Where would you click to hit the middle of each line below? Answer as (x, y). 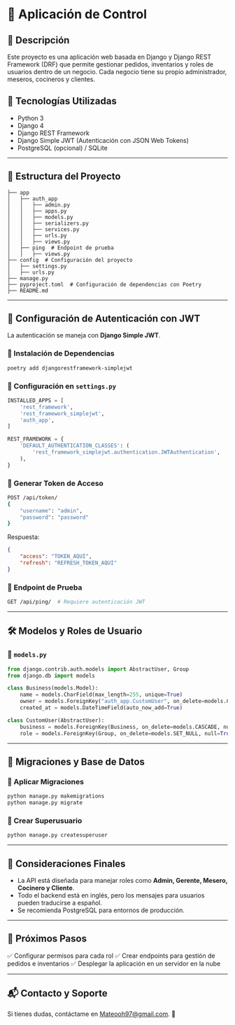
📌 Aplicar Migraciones (45, 781)
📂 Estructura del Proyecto (64, 177)
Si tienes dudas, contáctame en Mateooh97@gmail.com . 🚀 (92, 1014)
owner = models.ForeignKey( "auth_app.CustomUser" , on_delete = (112, 702)
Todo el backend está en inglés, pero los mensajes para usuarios (111, 895)
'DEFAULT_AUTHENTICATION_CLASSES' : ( (75, 446)
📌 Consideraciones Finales (66, 864)
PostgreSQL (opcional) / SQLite (63, 148)
